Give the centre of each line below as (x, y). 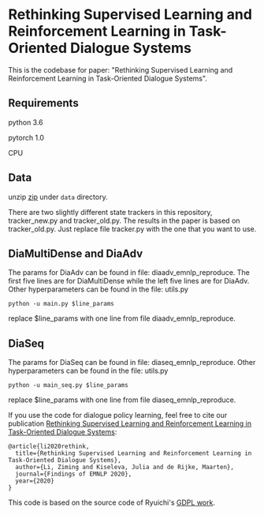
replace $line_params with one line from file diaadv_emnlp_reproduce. (122, 318)
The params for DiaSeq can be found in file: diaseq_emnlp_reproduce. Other (132, 363)
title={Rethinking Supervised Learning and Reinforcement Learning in (134, 453)
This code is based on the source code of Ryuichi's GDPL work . (112, 502)
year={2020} (35, 481)
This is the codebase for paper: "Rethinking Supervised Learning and (121, 70)
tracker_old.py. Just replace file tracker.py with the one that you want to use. (132, 229)
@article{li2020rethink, (49, 447)
